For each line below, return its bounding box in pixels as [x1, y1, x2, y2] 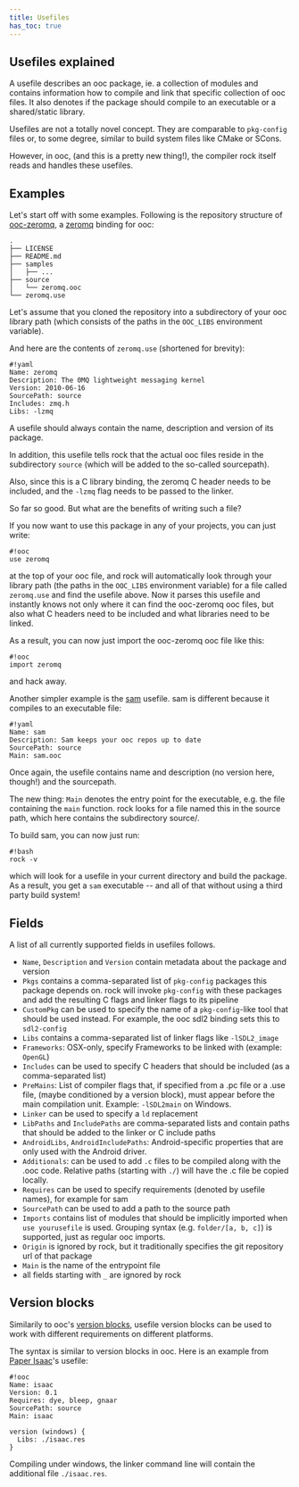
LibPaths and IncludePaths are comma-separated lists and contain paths [21, 1117, 290, 1128]
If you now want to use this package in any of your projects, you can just [9, 520, 277, 531]
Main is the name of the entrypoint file [21, 1259, 161, 1270]
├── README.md [9, 252, 62, 262]
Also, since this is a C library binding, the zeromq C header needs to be [9, 477, 271, 487]
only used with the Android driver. [21, 1146, 147, 1157]
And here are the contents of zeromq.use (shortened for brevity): [9, 343, 245, 353]
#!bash [9, 847, 34, 857]
